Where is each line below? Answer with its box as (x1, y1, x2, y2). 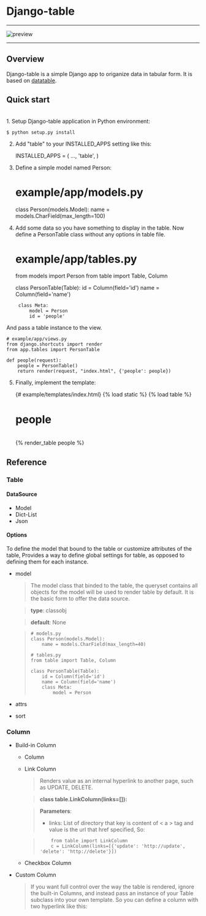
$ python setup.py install (6, 129, 75, 136)
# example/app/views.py (6, 336, 67, 342)
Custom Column (15, 871, 56, 879)
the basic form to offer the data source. (30, 595, 130, 602)
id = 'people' (29, 313, 66, 320)
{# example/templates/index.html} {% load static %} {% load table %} (15, 391, 192, 398)
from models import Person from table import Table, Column (15, 272, 168, 280)
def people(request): (6, 357, 62, 363)
